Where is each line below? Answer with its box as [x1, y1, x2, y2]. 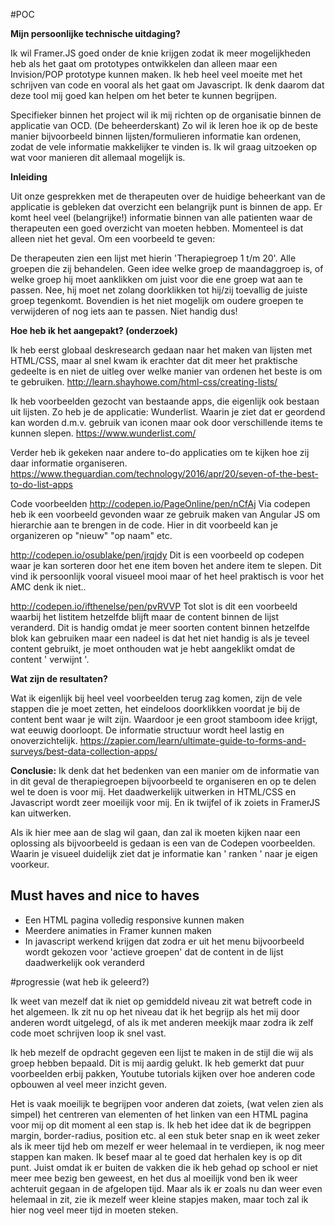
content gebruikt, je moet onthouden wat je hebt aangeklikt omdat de [10, 643, 296, 654]
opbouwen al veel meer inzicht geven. [10, 1078, 168, 1090]
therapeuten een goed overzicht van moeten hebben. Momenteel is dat [10, 222, 304, 234]
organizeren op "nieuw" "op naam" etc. [10, 530, 173, 541]
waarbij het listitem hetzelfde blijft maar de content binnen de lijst [10, 611, 279, 623]
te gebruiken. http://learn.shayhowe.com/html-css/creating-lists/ [10, 376, 278, 388]
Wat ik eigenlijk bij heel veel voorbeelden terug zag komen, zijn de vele [10, 692, 303, 704]
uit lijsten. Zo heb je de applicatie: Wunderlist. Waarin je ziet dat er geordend [10, 406, 326, 418]
